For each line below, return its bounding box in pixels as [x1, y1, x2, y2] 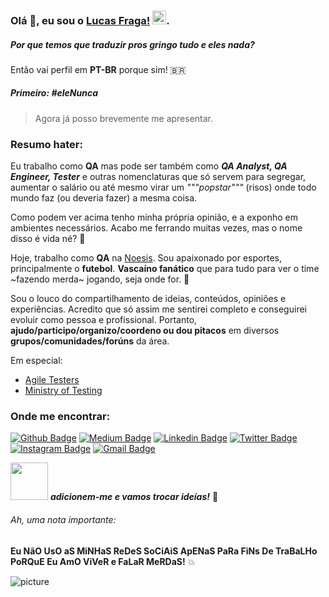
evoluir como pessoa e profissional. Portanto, [10, 314, 198, 326]
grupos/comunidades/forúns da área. [10, 335, 170, 347]
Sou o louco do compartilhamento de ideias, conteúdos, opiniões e [10, 293, 287, 305]
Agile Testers [24, 374, 80, 386]
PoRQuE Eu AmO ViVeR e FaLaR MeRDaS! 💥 [10, 555, 196, 567]
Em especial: [10, 355, 63, 367]
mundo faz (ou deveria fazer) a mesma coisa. [10, 192, 198, 204]
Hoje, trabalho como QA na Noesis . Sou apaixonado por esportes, [10, 252, 282, 264]
